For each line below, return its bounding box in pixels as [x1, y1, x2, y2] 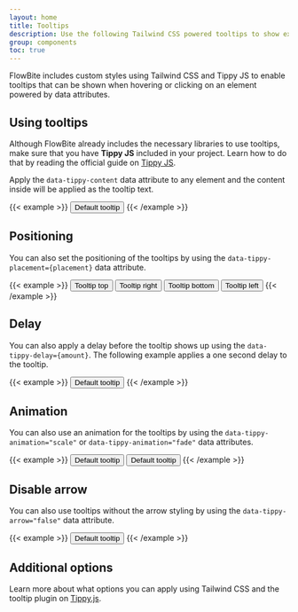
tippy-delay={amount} [9, 351, 90, 360]
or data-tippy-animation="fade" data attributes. [78, 436, 255, 448]
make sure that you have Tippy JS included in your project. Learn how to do [9, 147, 287, 158]
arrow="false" [9, 516, 62, 526]
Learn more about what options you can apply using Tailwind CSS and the [9, 584, 279, 594]
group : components [9, 37, 77, 47]
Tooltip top [74, 280, 109, 290]
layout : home [9, 12, 58, 22]
